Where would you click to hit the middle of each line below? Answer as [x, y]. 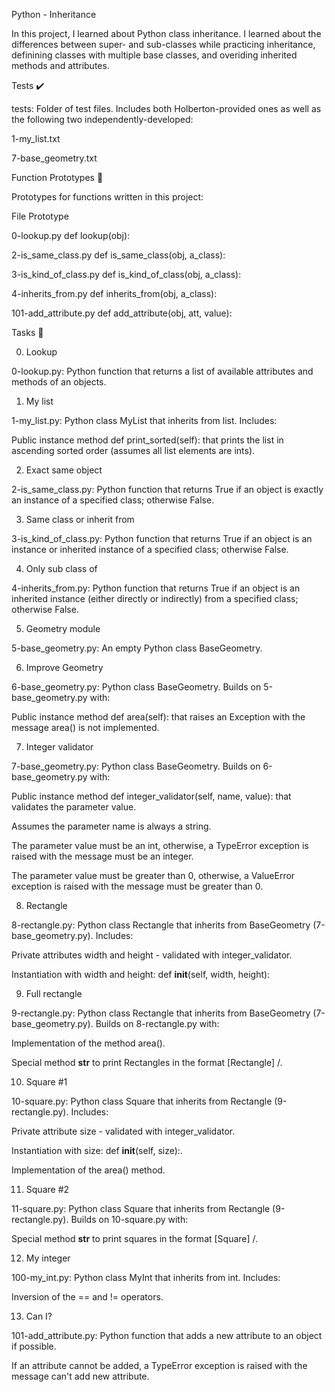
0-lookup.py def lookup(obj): [71, 235]
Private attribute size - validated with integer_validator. [123, 1131]
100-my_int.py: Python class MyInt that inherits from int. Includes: [146, 1277]
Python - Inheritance [54, 14]
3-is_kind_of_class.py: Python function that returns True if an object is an [162, 538]
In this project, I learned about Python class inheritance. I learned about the [166, 33]
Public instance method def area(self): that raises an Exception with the [158, 717]
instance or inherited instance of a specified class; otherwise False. [150, 549]
